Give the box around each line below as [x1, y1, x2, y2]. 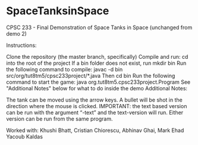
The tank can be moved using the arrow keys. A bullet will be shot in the [6, 96, 183, 103]
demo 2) [6, 30, 27, 37]
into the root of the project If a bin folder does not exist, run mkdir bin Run [6, 59, 187, 67]
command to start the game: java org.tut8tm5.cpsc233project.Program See [6, 78, 191, 86]
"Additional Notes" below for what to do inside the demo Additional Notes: [6, 84, 188, 92]
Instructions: [6, 42, 37, 49]
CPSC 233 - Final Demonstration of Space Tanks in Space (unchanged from [6, 24, 193, 31]
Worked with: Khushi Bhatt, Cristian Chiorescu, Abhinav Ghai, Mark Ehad [6, 127, 184, 134]
